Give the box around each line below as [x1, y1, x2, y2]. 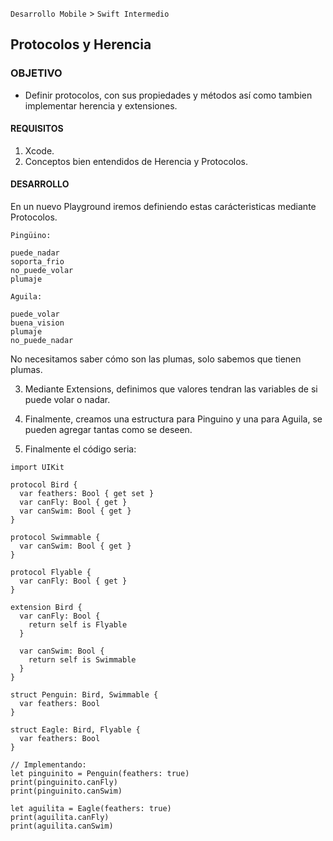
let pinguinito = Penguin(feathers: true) [10, 769, 190, 779]
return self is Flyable [28, 620, 128, 630]
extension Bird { [10, 603, 83, 613]
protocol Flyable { [10, 568, 92, 578]
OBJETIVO [10, 66, 63, 80]
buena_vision [10, 318, 65, 328]
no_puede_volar [10, 266, 74, 276]
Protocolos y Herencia [10, 36, 152, 53]
